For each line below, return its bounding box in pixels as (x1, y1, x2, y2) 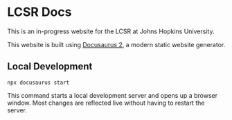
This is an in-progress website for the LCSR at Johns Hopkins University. (7, 27, 215, 35)
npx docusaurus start (7, 79, 70, 86)
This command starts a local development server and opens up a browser (7, 91, 218, 99)
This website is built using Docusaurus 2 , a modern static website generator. (7, 40, 226, 49)
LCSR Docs (7, 4, 72, 20)
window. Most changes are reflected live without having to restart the (7, 98, 205, 107)
